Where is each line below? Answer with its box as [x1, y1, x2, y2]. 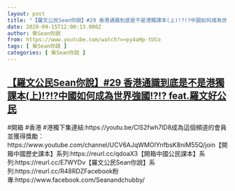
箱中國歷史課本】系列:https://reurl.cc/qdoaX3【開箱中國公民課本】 [7, 149, 199, 157]
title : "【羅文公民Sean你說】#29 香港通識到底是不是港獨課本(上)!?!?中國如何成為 [7, 17, 222, 24]
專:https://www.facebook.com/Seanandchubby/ [7, 176, 145, 184]
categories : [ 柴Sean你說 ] [7, 50, 86, 57]
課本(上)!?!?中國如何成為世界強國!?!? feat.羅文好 [7, 90, 218, 102]
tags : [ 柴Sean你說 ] [7, 43, 67, 50]
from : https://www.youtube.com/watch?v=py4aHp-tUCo [7, 36, 161, 43]
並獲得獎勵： [7, 132, 44, 140]
